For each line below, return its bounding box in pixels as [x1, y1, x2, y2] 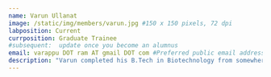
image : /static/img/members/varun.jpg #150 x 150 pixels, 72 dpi [8, 19, 232, 27]
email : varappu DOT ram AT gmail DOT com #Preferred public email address [8, 49, 265, 57]
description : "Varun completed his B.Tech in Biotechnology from [8, 57, 232, 65]
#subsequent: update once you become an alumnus [8, 42, 179, 50]
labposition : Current [8, 26, 81, 34]
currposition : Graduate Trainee [8, 34, 117, 43]
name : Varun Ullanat [8, 11, 78, 20]
